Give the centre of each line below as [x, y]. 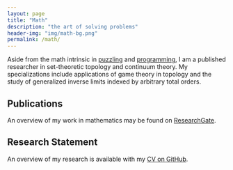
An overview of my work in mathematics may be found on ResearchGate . [112, 120]
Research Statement [53, 142]
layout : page [26, 14]
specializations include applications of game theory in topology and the [110, 75]
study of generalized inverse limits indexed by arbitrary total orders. [104, 82]
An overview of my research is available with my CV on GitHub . [98, 159]
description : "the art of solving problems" [73, 26]
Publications [35, 103]
